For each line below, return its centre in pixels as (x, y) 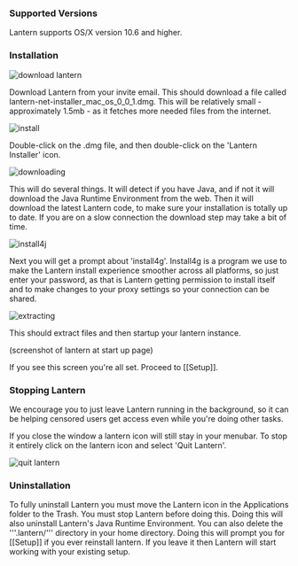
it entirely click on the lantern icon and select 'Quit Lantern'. (118, 445)
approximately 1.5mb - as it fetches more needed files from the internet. (141, 111)
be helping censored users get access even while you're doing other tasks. (146, 418)
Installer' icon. (35, 154)
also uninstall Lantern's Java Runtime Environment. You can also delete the (146, 523)
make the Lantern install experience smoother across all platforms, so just (144, 270)
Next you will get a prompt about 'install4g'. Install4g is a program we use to (148, 260)
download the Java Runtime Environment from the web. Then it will (132, 198)
